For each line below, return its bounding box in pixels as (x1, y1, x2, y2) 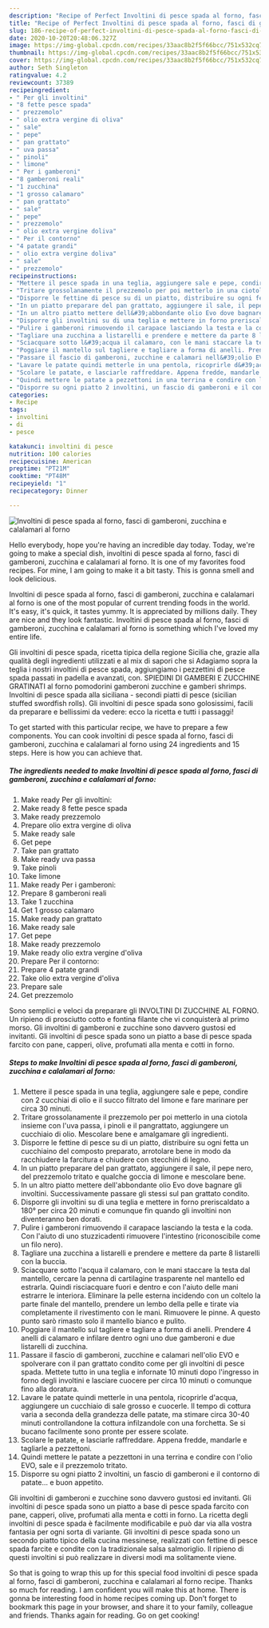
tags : (9, 405, 27, 414)
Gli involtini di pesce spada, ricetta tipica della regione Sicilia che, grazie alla (9, 647, 260, 656)
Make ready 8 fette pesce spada (20, 803, 128, 812)
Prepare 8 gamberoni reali (20, 888, 107, 898)
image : (9, 42, 31, 50)
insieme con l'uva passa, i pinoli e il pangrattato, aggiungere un (20, 1120, 229, 1130)
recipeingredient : (9, 86, 70, 94)
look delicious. (9, 573, 57, 584)
